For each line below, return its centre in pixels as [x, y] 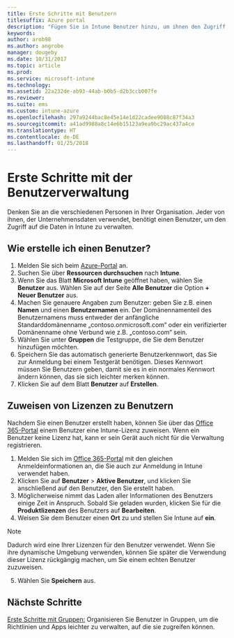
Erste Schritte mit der [70, 178]
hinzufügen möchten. [48, 347]
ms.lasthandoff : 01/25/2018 [48, 144]
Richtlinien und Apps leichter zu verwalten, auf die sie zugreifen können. [111, 626]
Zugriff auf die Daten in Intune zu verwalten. [71, 227]
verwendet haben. [44, 473]
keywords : [22, 33]
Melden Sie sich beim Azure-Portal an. [72, 265]
